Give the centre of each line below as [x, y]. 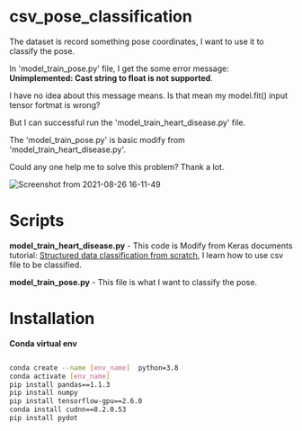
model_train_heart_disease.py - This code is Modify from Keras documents [151, 246]
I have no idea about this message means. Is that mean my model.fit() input [149, 95]
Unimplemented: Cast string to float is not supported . [111, 77]
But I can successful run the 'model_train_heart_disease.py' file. [128, 122]
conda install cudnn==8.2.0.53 [68, 410]
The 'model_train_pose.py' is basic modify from [98, 139]
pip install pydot [44, 418]
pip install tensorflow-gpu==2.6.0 [76, 401]
